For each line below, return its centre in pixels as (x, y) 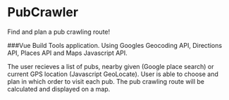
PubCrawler (43, 12)
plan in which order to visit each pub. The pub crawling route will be (106, 81)
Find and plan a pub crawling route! (59, 32)
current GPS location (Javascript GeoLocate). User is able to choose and (113, 74)
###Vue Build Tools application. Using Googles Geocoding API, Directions (115, 45)
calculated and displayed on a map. (59, 89)
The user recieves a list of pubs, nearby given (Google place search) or (111, 66)
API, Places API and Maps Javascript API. (68, 53)
